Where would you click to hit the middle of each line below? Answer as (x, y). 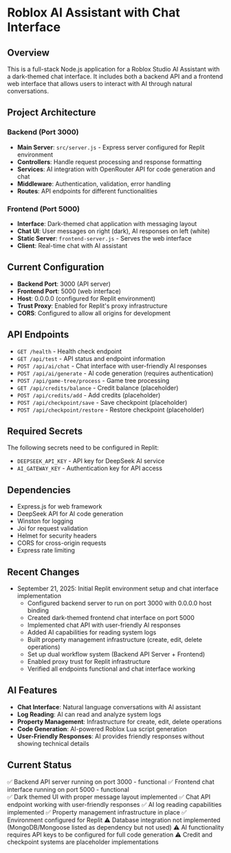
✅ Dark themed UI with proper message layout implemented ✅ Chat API (109, 797)
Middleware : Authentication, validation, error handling (94, 184)
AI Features (32, 690)
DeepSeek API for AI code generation (70, 514)
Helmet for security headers (57, 536)
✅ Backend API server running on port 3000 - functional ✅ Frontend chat (111, 782)
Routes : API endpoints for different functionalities (87, 191)
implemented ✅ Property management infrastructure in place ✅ (97, 812)
